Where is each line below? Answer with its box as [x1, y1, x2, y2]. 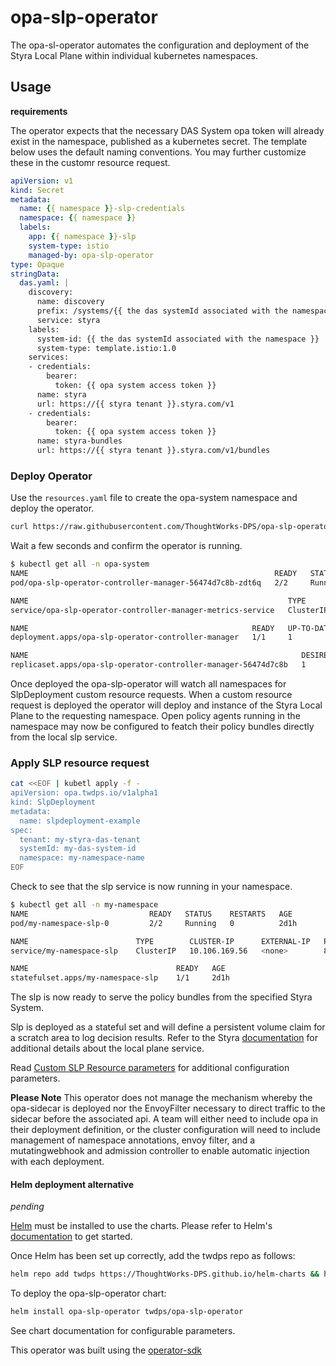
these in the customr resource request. [10, 156, 171, 168]
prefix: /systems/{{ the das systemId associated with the [36, 306, 288, 316]
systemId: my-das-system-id [19, 844, 137, 854]
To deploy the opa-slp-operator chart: [10, 1287, 167, 1300]
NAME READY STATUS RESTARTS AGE [10, 909, 293, 919]
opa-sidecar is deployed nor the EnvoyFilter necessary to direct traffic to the [10, 1102, 326, 1115]
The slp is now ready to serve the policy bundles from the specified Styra [10, 991, 313, 1003]
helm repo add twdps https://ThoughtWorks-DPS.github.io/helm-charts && [10, 1269, 320, 1280]
